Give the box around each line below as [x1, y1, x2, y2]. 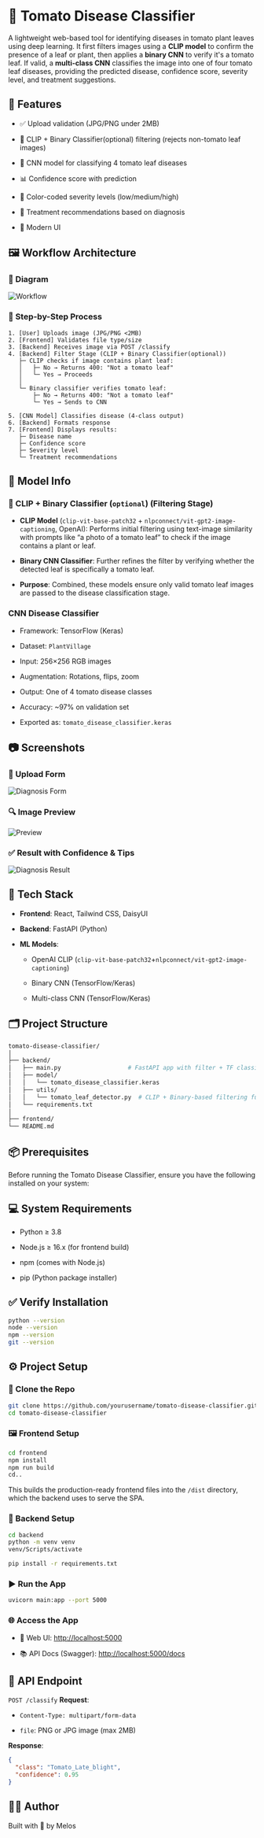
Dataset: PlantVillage [19, 641, 92, 650]
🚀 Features [8, 98, 62, 111]
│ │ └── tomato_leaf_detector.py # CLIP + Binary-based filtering [8, 1093, 247, 1101]
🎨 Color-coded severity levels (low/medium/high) [19, 192, 179, 202]
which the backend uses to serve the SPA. [8, 1493, 145, 1503]
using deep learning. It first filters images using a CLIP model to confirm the [8, 41, 254, 50]
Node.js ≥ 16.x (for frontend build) [19, 1242, 130, 1252]
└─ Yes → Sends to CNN [32, 398, 108, 406]
